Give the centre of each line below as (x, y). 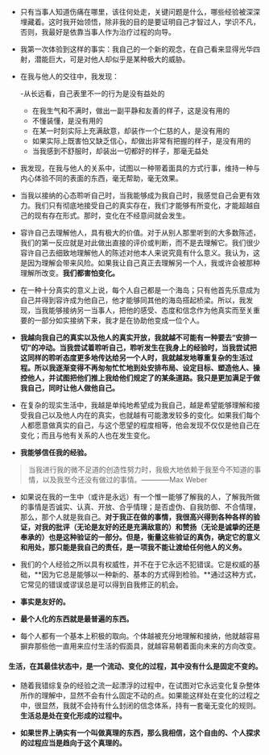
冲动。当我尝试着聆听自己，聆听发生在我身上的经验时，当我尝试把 (148, 348)
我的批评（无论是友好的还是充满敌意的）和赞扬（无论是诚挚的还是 (151, 527)
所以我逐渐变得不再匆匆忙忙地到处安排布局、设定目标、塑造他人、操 (147, 368)
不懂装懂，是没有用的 (67, 121)
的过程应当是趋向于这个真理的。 (73, 743)
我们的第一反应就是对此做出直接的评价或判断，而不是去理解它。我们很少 (140, 243)
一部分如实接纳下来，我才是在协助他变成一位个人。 (119, 320)
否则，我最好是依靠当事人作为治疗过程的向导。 (97, 32)
